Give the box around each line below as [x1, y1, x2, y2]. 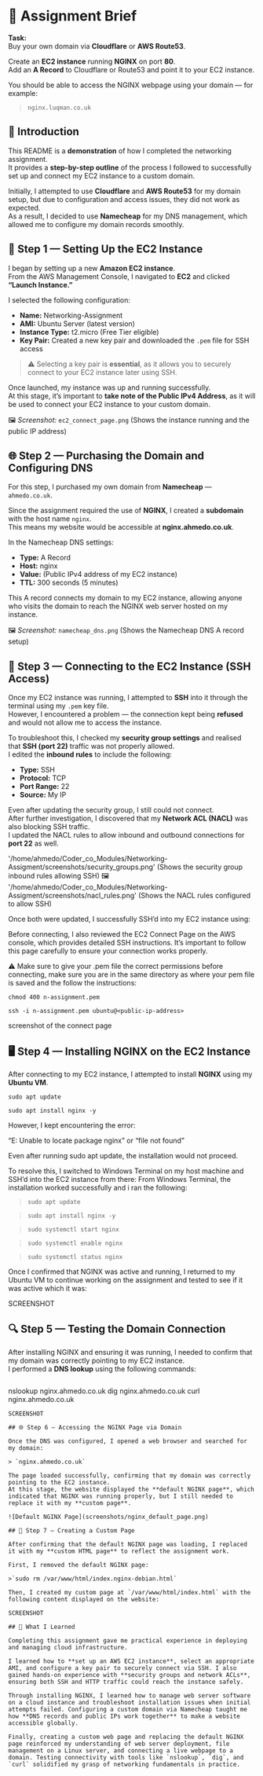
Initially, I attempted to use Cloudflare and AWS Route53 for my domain [8, 186, 241, 196]
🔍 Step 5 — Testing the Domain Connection [8, 1323, 226, 1336]
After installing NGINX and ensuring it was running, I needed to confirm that [8, 1347, 253, 1356]
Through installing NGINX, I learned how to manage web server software [8, 1691, 251, 1700]
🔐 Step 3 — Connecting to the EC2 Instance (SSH [8, 659, 251, 673]
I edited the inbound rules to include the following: [8, 750, 173, 759]
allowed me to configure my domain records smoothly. [8, 219, 184, 229]
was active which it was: [8, 1284, 88, 1293]
